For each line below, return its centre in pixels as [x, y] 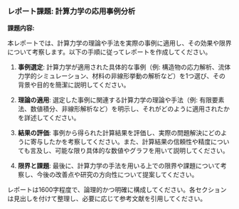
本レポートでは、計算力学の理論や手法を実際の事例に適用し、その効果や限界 [119, 43]
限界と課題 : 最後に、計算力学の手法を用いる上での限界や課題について [119, 166]
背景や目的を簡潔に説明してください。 [74, 85]
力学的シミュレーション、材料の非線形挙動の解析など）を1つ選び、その [122, 76]
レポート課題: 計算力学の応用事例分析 [71, 11]
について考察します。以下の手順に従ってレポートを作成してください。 [110, 52]
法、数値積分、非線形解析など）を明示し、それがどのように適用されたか [123, 109]
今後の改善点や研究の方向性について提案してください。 [117, 175]
